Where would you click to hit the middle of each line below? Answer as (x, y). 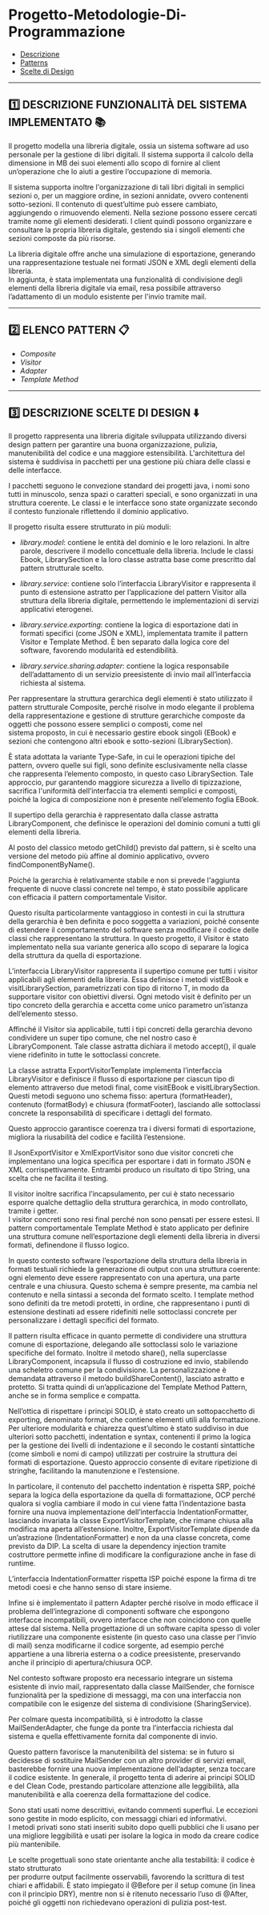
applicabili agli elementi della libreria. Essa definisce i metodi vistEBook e (128, 980)
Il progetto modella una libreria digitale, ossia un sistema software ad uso (129, 145)
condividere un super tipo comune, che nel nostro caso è (103, 1038)
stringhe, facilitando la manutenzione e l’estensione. (94, 1471)
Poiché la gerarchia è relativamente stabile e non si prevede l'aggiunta (124, 880)
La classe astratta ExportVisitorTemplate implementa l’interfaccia (115, 1070)
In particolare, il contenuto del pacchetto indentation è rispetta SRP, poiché (132, 1486)
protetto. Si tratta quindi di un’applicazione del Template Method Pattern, (128, 1387)
